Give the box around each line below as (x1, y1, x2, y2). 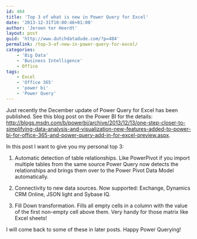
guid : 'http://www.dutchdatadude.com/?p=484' (6, 36, 119, 42)
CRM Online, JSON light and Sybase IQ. (14, 190, 111, 197)
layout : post (6, 31, 38, 36)
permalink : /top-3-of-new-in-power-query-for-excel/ (6, 42, 138, 48)
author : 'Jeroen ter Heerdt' (6, 25, 78, 31)
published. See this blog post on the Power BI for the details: (6, 113, 153, 120)
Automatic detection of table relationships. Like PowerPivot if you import (14, 154, 190, 161)
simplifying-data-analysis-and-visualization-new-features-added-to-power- (6, 125, 191, 132)
